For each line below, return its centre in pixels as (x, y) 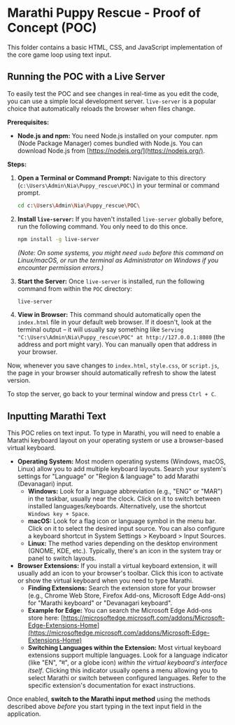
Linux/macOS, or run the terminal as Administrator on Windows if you (118, 260)
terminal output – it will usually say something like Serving (100, 330)
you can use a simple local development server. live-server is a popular (112, 101)
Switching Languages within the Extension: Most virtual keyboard (124, 648)
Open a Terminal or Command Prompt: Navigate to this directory (112, 177)
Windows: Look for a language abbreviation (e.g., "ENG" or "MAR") (125, 492)
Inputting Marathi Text (57, 416)
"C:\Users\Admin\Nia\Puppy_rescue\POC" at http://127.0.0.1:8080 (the (121, 337)
